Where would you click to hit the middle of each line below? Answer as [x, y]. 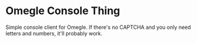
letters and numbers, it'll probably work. [54, 33]
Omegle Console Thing [63, 11]
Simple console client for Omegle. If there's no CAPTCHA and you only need [98, 27]
